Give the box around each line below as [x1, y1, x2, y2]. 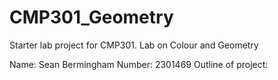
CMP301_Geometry [9, 6, 174, 29]
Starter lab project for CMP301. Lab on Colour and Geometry [9, 39, 259, 51]
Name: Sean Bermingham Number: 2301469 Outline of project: [9, 58, 269, 70]
